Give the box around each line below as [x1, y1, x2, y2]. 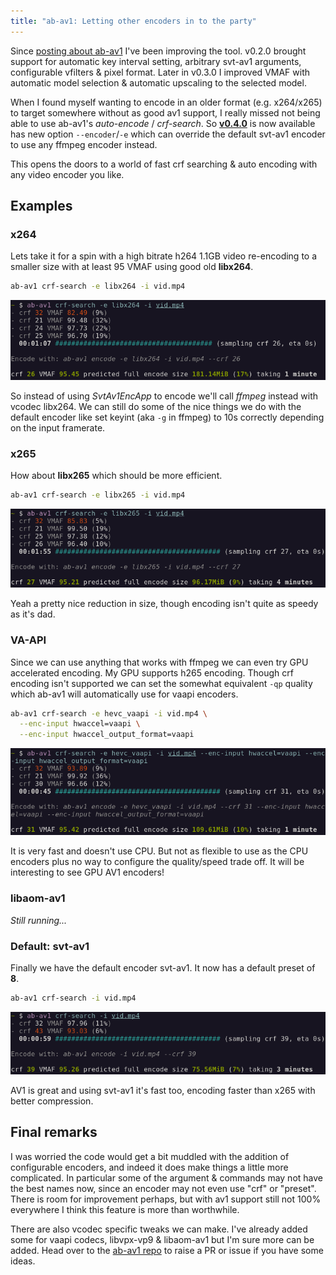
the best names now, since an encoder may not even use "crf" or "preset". [10, 1182, 317, 1194]
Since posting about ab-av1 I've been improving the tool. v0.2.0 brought [10, 45, 307, 57]
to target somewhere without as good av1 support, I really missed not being [10, 106, 321, 119]
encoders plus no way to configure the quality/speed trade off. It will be [10, 856, 305, 868]
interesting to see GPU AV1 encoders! [10, 866, 165, 879]
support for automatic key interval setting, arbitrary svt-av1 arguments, [10, 55, 302, 67]
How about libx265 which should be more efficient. [10, 470, 223, 482]
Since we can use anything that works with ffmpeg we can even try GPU [10, 656, 309, 668]
